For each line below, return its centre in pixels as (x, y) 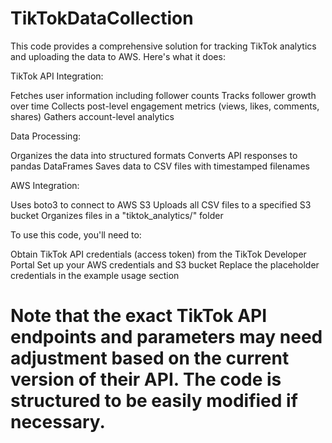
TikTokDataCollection (102, 18)
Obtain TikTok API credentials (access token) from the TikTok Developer (158, 254)
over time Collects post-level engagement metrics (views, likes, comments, (165, 106)
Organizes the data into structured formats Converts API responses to (154, 155)
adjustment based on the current (150, 358)
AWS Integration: (45, 185)
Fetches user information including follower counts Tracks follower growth (163, 95)
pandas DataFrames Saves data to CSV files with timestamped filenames (160, 166)
